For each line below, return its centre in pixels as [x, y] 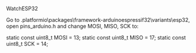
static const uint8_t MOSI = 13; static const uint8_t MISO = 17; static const [96, 37]
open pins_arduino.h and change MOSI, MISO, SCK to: [72, 26]
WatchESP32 [22, 9]
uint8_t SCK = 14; [27, 44]
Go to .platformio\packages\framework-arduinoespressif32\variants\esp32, [98, 20]
